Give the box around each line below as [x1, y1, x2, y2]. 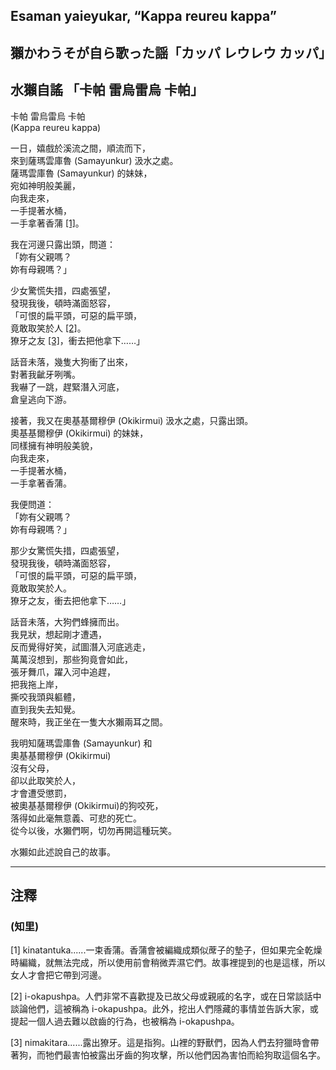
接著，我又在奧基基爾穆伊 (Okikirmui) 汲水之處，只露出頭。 [10, 414, 254, 426]
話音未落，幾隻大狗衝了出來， [10, 355, 133, 368]
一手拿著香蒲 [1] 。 [10, 217, 85, 229]
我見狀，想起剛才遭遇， [10, 628, 107, 640]
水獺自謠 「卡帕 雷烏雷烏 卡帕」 [10, 82, 204, 99]
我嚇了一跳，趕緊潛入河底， [10, 380, 125, 393]
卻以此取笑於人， [10, 774, 81, 786]
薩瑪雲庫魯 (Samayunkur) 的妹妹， [10, 167, 153, 179]
